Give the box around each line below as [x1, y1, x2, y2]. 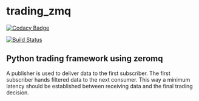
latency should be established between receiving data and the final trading [6, 82, 193, 90]
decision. [6, 89, 29, 96]
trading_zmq [6, 4, 72, 18]
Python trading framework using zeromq [6, 53, 163, 64]
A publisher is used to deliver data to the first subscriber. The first [6, 70, 171, 77]
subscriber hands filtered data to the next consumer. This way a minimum [6, 76, 191, 83]
